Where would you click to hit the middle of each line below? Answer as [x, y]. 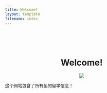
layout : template [23, 14]
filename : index [21, 19]
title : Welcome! [21, 9]
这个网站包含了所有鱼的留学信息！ [39, 86]
